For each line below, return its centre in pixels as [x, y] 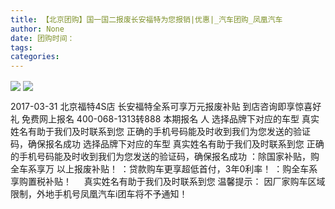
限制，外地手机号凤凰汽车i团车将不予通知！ [99, 194]
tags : [21, 47]
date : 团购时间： [42, 38]
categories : [35, 57]
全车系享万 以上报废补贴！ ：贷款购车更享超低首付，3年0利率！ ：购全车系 [164, 169]
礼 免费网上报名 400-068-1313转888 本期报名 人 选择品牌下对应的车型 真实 [165, 119]
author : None [37, 29]
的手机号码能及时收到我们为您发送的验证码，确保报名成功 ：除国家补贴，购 [165, 157]
